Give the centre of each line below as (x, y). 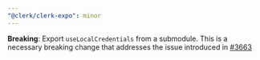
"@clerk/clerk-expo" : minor (55, 16)
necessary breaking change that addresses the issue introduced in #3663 (130, 47)
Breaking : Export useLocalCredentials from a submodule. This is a (118, 38)
